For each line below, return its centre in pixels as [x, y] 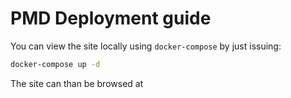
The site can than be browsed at [77, 83]
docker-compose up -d [55, 64]
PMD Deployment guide [111, 18]
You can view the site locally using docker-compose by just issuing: [146, 46]
